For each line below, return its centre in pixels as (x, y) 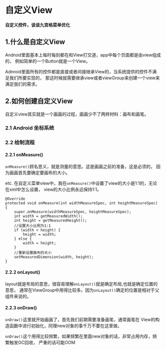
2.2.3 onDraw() (21, 308)
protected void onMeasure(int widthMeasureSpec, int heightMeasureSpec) (82, 203)
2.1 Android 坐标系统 (30, 128)
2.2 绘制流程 (20, 143)
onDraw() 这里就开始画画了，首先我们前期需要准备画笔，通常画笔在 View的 (80, 320)
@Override (15, 199)
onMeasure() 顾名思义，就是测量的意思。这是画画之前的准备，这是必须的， (80, 166)
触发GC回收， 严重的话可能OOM (42, 343)
